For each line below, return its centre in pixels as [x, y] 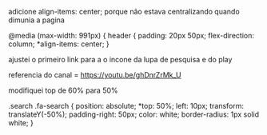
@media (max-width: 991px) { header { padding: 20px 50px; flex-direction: [131, 36]
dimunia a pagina [37, 20]
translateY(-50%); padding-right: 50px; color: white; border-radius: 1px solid [134, 114]
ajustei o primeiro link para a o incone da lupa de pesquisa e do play [120, 60]
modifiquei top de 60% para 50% [63, 90]
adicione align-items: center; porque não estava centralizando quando [124, 12]
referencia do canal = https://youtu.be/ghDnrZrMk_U [95, 75]
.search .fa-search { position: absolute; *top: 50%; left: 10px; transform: [126, 106]
